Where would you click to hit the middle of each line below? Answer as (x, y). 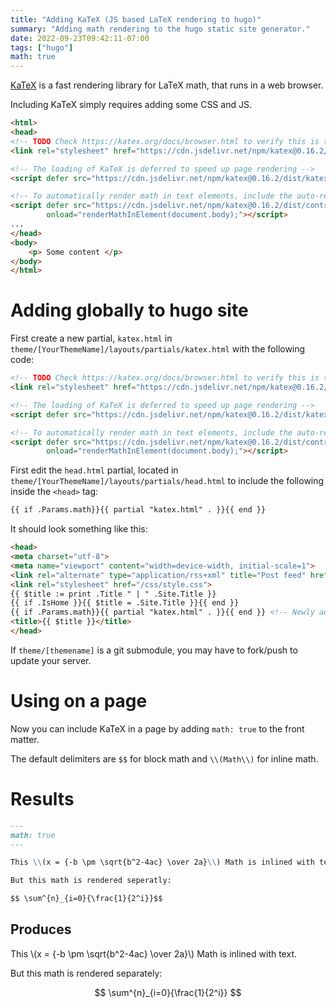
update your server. (51, 660)
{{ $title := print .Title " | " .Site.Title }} (113, 594)
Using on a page (79, 701)
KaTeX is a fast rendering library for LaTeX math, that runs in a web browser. (167, 85)
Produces (41, 929)
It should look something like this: (79, 529)
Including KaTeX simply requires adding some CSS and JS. (131, 105)
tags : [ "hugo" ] (42, 47)
